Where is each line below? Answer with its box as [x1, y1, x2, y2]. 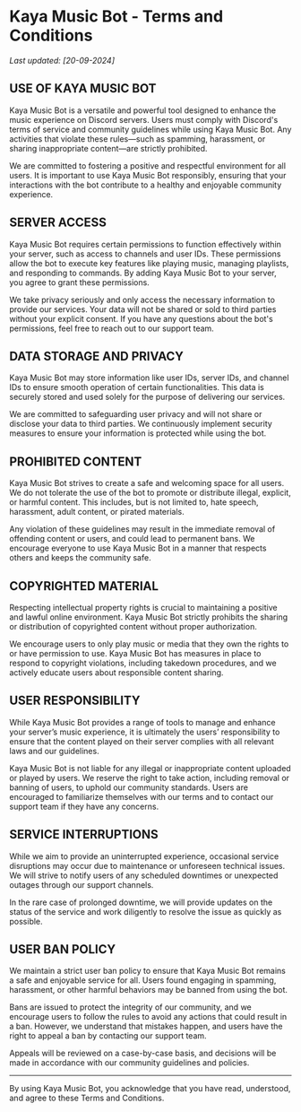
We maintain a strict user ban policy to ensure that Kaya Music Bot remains [9, 966, 287, 977]
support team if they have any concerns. [9, 801, 159, 812]
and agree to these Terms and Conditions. [9, 1092, 165, 1104]
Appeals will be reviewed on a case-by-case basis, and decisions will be [9, 1047, 277, 1059]
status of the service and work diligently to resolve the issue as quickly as [9, 906, 282, 917]
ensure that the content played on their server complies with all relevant [9, 735, 275, 746]
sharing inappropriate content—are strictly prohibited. [9, 143, 208, 153]
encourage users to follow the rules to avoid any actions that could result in [9, 1012, 288, 1022]
